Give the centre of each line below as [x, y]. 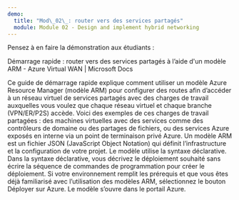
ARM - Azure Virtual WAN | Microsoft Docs [70, 69]
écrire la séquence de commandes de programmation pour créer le [106, 166]
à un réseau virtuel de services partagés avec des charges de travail [108, 98]
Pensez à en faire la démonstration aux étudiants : [81, 48]
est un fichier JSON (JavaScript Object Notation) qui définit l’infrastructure [117, 144]
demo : [15, 14]
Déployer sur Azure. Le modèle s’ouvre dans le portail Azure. [97, 189]
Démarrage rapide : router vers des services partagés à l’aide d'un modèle [117, 61]
